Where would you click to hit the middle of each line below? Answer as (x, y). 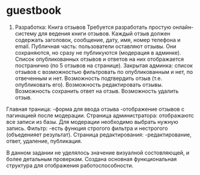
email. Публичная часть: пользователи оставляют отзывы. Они (95, 46)
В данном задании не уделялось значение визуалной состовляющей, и (98, 152)
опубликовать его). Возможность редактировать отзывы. (89, 84)
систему (26, 33)
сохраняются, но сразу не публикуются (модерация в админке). (98, 52)
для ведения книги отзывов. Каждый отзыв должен (104, 33)
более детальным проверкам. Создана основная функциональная (92, 159)
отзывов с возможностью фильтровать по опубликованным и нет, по (104, 72)
